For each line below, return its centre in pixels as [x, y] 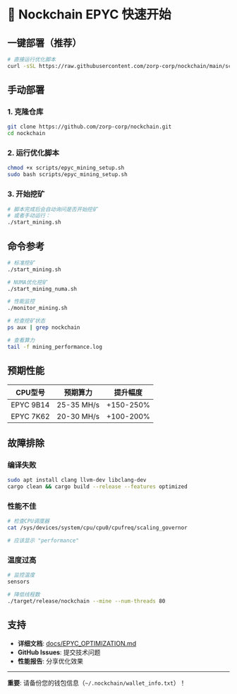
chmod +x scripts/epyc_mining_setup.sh [66, 168]
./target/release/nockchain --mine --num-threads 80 [86, 601]
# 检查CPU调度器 [29, 521]
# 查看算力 [21, 340]
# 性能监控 [21, 301]
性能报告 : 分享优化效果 [50, 661]
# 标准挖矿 [21, 262]
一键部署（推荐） [44, 43]
